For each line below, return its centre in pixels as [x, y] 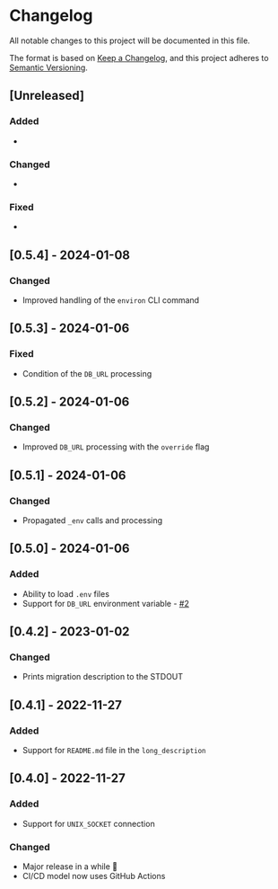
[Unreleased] [47, 96]
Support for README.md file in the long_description [114, 751]
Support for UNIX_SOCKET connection [88, 823]
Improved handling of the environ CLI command [111, 300]
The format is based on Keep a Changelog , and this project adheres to [139, 58]
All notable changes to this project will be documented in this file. [130, 40]
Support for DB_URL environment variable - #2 [106, 603]
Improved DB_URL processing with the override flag [116, 447]
